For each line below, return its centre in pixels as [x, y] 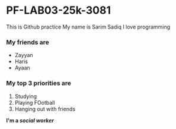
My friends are [28, 42]
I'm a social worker [30, 120]
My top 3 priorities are [39, 83]
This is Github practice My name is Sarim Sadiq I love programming [88, 27]
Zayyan [24, 55]
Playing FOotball [35, 102]
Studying [26, 96]
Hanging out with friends [45, 109]
